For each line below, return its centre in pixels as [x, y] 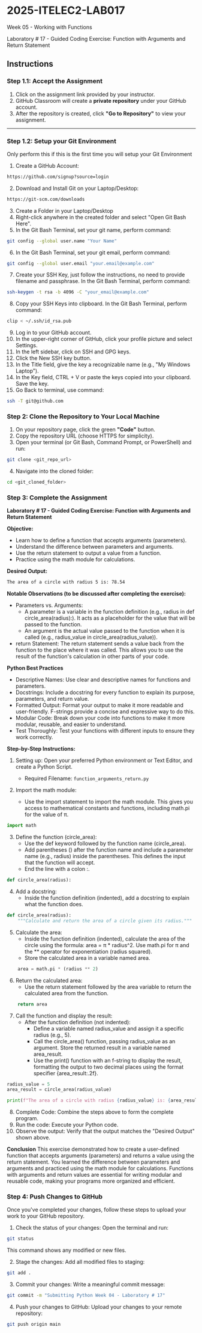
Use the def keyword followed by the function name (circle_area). [105, 843]
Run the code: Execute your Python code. [67, 1125]
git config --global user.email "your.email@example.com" [81, 263]
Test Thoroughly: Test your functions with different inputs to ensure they [105, 731]
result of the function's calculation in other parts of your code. [92, 656]
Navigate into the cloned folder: [54, 471]
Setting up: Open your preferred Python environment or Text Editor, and [104, 760]
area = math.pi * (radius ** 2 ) [58, 969]
